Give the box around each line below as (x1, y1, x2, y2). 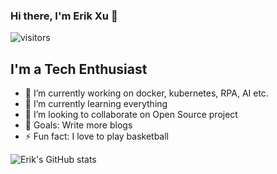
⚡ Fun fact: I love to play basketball (24, 130, 170, 143)
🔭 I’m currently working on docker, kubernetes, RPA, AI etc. (24, 87, 269, 99)
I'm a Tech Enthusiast (10, 60, 148, 78)
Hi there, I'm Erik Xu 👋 (10, 9, 118, 23)
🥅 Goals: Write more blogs (24, 119, 133, 131)
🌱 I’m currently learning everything (24, 98, 168, 110)
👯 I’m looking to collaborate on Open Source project (24, 109, 238, 121)
